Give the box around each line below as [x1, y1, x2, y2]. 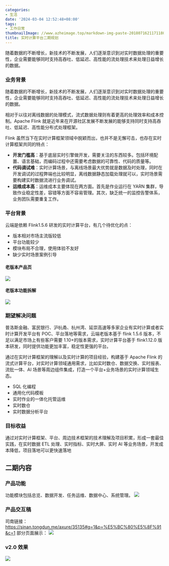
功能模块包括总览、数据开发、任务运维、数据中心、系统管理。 [5, 492, 133, 498]
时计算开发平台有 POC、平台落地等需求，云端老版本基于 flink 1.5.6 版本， [5, 331, 157, 337]
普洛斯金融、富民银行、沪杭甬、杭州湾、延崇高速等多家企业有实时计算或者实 [5, 325, 164, 331]
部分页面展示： [16, 530, 48, 536]
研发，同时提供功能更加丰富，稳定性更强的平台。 [9, 343, 111, 349]
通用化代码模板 [12, 390, 44, 396]
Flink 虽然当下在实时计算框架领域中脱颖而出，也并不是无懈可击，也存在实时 [5, 135, 162, 141]
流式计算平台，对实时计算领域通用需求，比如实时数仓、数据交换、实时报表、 [5, 360, 164, 366]
